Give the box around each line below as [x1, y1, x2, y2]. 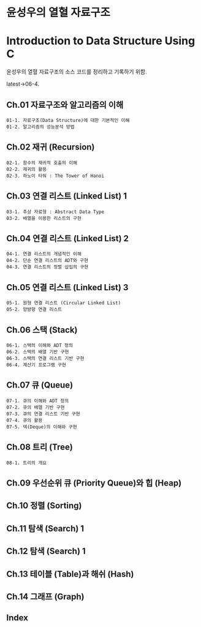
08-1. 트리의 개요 [6, 460, 47, 466]
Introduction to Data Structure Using [6, 34, 195, 48]
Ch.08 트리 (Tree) [6, 442, 74, 452]
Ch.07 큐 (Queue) [6, 380, 74, 391]
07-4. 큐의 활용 [6, 417, 43, 423]
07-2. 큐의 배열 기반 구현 [6, 404, 65, 410]
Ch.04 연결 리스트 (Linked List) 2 [6, 233, 129, 244]
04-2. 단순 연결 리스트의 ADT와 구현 [6, 258, 89, 264]
